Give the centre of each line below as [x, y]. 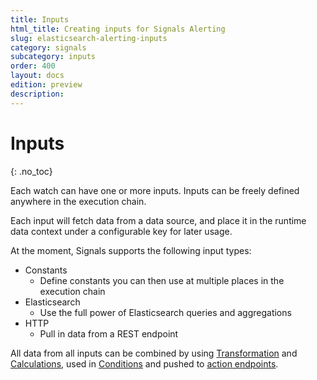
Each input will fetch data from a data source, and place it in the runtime [158, 220]
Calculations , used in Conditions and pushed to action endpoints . [144, 363]
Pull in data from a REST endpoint [109, 333]
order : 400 [33, 66]
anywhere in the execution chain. [78, 201]
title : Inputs [40, 19]
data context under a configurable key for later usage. [121, 231]
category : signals [48, 47]
